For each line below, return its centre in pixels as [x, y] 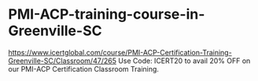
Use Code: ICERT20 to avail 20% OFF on [184, 61]
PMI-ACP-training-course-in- [107, 14]
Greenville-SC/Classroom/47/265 [62, 61]
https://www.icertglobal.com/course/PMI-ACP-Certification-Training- [120, 52]
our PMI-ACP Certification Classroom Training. [84, 69]
